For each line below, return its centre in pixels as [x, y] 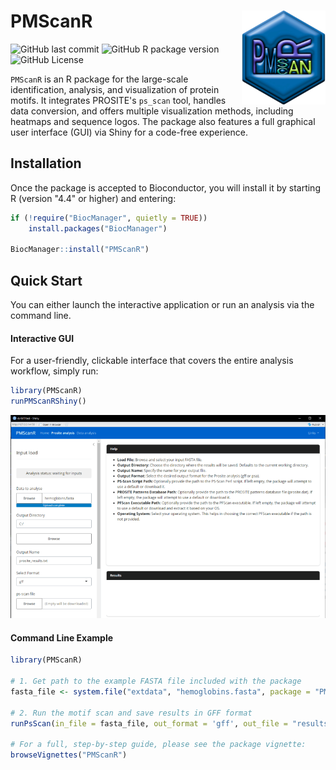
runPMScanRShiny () [48, 401]
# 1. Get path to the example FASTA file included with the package [156, 681]
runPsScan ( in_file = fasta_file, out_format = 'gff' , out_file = [149, 723]
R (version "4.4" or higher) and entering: [93, 198]
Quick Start [46, 280]
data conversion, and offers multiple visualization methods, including [152, 111]
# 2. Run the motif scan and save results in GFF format [131, 713]
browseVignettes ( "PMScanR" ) [69, 755]
